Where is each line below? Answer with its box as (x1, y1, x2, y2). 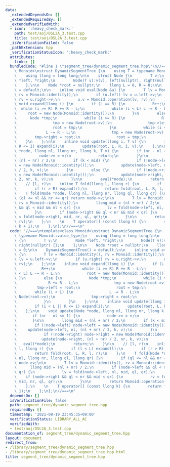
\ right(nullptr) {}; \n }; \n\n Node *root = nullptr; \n (14, 242, 148, 248)
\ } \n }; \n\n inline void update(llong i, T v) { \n (14, 139, 146, 144)
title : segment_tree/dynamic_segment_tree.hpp (5, 454, 105, 459)
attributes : (10, 54, 35, 60)
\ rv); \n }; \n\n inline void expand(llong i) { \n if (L (14, 262, 164, 267)
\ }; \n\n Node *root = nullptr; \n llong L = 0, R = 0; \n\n (14, 82, 162, 88)
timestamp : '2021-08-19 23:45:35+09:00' (10, 412, 96, 417)
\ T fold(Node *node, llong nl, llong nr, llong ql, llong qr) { (14, 191, 162, 196)
